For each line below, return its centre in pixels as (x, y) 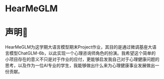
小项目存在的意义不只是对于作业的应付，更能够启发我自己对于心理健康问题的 (82, 59)
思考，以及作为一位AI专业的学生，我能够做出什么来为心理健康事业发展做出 (80, 66)
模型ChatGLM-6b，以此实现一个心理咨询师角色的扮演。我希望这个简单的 (82, 53)
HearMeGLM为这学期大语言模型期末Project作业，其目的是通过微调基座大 (79, 47)
